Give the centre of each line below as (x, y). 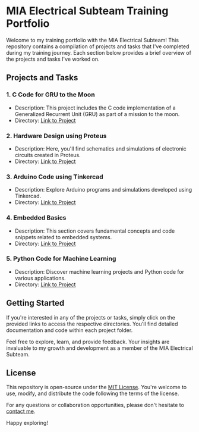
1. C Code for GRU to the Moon (50, 95)
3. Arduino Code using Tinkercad (55, 177)
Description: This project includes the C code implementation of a (95, 108)
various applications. (40, 278)
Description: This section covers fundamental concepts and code (95, 231)
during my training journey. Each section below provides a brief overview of (99, 52)
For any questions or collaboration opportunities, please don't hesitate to (95, 405)
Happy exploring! (27, 423)
